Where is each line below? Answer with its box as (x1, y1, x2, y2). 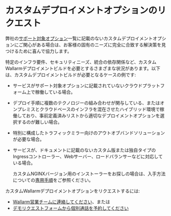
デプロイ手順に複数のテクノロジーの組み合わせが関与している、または (12, 100, 160, 106)
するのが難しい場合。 (17, 118, 62, 125)
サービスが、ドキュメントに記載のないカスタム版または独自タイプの (12, 147, 156, 153)
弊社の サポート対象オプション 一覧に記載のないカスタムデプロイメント (5, 35, 153, 41)
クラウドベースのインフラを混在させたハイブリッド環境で (39, 106, 160, 112)
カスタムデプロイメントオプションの (5, 5, 158, 16)
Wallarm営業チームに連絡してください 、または (12, 199, 110, 205)
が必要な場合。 (12, 136, 44, 142)
